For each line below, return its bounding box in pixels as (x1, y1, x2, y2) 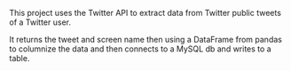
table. (9, 53, 30, 63)
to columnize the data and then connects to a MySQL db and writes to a (9, 43, 272, 54)
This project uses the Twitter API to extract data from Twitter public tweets (9, 8, 282, 18)
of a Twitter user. (9, 17, 71, 28)
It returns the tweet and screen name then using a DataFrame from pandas (9, 35, 282, 44)
